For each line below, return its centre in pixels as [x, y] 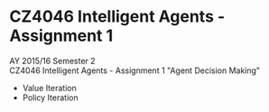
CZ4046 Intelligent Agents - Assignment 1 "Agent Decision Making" [134, 70]
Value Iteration [49, 88]
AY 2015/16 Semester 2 [53, 61]
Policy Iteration [50, 98]
